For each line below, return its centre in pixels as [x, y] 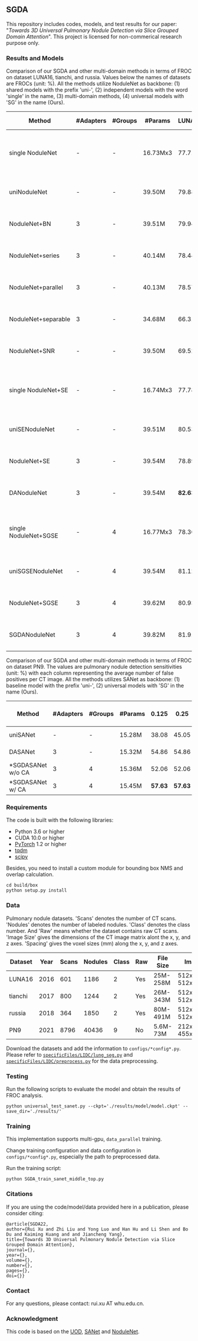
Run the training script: [34, 1168]
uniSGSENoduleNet [36, 571]
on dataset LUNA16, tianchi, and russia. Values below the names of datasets [98, 77]
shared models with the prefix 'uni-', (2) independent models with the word [97, 90]
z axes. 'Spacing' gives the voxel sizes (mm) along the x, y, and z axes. [92, 943]
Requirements [27, 808]
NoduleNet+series [34, 255]
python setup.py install [37, 890]
